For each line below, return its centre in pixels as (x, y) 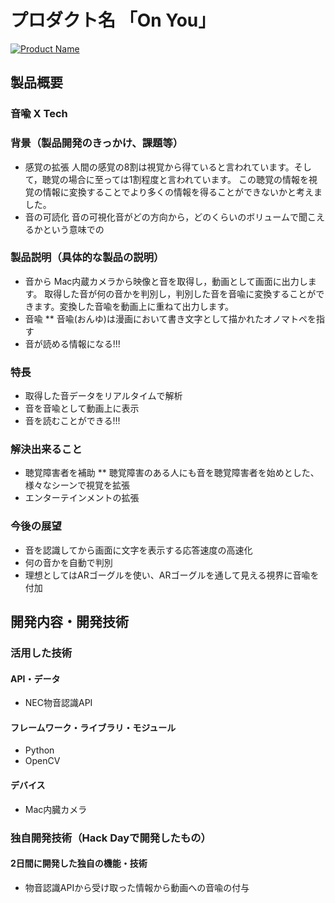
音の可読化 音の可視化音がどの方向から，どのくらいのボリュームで (161, 217)
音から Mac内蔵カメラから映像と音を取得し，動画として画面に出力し (166, 281)
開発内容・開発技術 (69, 622)
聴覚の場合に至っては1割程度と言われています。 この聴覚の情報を (175, 179)
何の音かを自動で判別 (68, 562)
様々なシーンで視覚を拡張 (77, 485)
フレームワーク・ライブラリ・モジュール (93, 727)
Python (39, 750)
